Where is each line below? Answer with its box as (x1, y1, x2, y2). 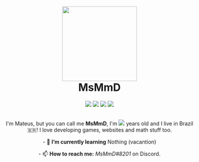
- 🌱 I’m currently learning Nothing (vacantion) (42, 138, 157, 145)
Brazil (179, 120, 194, 127)
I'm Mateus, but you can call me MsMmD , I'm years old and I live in (5, 120, 178, 127)
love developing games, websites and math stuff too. (42, 126, 172, 133)
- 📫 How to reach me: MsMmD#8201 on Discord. (38, 150, 161, 157)
